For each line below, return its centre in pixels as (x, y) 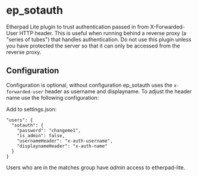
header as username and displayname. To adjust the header (118, 91)
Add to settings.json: (32, 109)
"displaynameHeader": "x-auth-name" (62, 146)
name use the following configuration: (53, 97)
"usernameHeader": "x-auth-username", (65, 141)
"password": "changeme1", (49, 130)
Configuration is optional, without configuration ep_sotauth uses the (89, 85)
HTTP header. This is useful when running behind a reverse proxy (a (103, 33)
